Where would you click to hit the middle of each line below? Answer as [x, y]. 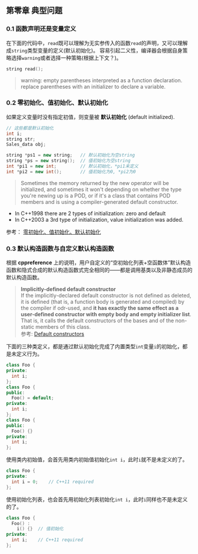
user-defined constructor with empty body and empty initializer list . [106, 315]
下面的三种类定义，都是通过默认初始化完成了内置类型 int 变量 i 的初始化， [94, 346]
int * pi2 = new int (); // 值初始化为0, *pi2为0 [71, 171]
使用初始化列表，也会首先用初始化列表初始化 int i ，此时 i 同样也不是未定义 [97, 499]
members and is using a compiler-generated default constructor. [99, 202]
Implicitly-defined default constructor [68, 289]
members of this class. [63, 327]
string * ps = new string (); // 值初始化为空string [69, 161]
